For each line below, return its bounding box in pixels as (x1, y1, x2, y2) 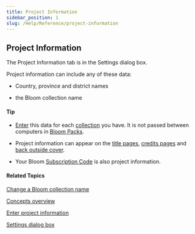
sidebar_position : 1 (6, 15, 59, 21)
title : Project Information (6, 9, 78, 15)
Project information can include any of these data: (6, 71, 132, 78)
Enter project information (6, 209, 69, 216)
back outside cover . (15, 146, 65, 154)
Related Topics (6, 171, 45, 179)
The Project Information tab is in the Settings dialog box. (6, 59, 147, 66)
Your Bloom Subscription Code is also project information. (15, 158, 161, 165)
